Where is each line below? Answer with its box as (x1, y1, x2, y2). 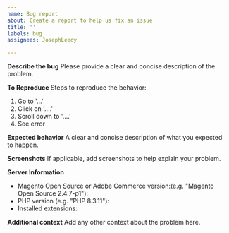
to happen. (7, 141, 39, 149)
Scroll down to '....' (17, 112, 72, 121)
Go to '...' (17, 97, 44, 106)
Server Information (7, 168, 65, 177)
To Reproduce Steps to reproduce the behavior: (7, 83, 147, 92)
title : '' (7, 23, 37, 30)
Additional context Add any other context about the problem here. (7, 218, 201, 227)
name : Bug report (7, 10, 58, 18)
